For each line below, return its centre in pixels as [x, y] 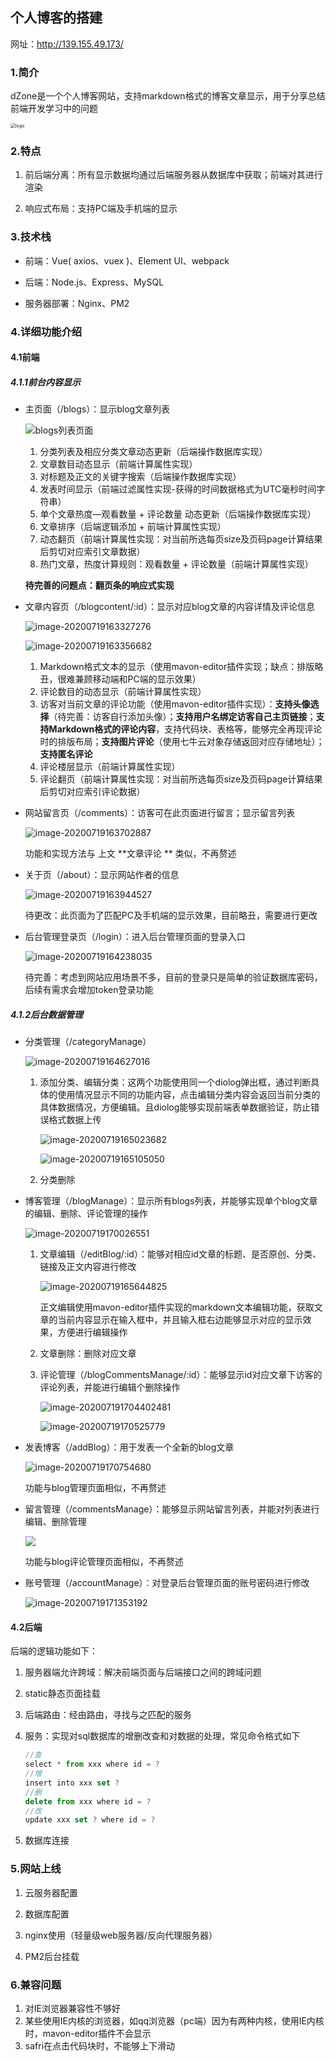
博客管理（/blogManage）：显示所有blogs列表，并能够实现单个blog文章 [171, 1201]
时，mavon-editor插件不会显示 [88, 2033]
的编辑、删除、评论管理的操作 [86, 1214]
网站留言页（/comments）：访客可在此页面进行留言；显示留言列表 [160, 813]
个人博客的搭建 [56, 18]
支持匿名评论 [66, 754]
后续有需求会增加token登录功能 [89, 990]
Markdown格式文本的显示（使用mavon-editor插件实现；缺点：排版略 [181, 667]
